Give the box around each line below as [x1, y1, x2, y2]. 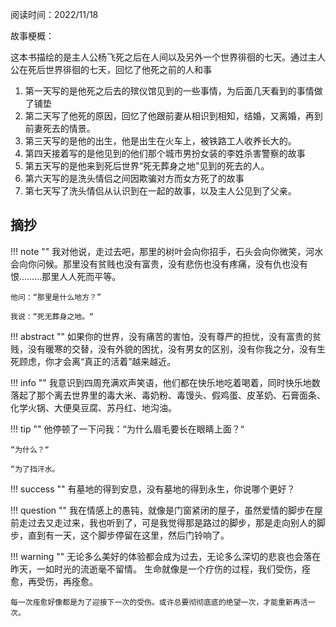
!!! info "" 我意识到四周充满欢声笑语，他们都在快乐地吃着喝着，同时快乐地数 [10, 376, 321, 388]
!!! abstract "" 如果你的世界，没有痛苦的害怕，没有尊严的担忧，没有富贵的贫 [10, 330, 322, 342]
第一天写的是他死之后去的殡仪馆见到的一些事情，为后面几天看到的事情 [24, 85, 315, 97]
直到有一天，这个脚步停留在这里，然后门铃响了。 [27, 529, 230, 541]
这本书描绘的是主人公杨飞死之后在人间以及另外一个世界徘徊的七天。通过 [10, 51, 308, 63]
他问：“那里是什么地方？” [10, 292, 102, 302]
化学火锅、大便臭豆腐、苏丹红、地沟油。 [10, 401, 177, 413]
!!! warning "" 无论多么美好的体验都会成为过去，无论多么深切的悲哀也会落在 [10, 550, 322, 562]
